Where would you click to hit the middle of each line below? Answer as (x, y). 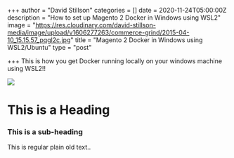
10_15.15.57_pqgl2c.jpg (39, 40)
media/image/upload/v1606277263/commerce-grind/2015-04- (98, 32)
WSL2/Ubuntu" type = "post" (50, 47)
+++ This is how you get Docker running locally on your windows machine (115, 61)
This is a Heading (59, 110)
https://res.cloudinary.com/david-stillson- (95, 25)
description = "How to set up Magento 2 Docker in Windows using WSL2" (114, 18)
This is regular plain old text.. (49, 147)
